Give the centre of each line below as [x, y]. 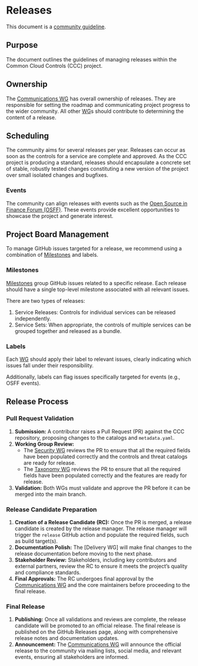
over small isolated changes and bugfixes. [57, 175]
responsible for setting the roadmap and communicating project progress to [98, 105]
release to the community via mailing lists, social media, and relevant [98, 651]
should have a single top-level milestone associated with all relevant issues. [98, 289]
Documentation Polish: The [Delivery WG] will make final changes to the [103, 547]
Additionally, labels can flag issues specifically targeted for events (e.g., [93, 377]
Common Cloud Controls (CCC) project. [55, 66]
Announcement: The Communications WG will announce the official [98, 645]
